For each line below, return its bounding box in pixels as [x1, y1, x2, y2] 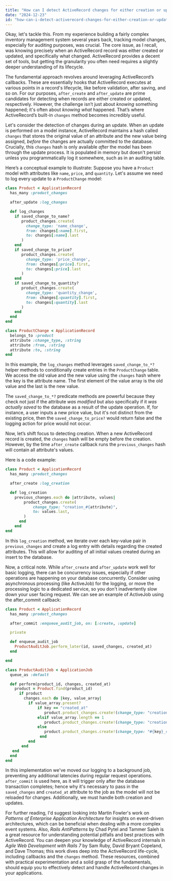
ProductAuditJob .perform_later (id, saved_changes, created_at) [14, 644, 153, 649]
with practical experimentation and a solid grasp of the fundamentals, [5, 859, 152, 865]
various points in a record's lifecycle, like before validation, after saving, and [5, 85, 166, 91]
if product [18, 691, 42, 696]
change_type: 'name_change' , [26, 223, 88, 229]
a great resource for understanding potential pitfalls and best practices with [5, 832, 165, 838]
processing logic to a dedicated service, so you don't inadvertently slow [5, 585, 158, 592]
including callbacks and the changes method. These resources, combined [5, 854, 160, 860]
